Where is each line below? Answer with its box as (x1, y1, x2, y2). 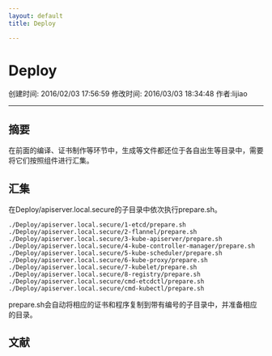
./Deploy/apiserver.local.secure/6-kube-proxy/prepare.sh (8, 256, 208, 265)
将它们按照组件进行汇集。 (8, 155, 94, 166)
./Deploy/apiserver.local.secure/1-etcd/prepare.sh (8, 221, 186, 229)
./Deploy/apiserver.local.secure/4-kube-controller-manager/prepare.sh (8, 242, 255, 251)
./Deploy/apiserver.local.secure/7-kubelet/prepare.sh (8, 264, 198, 272)
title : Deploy (8, 19, 57, 28)
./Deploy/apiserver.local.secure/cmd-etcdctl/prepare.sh (8, 278, 205, 286)
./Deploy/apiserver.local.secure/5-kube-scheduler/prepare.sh (8, 249, 223, 257)
